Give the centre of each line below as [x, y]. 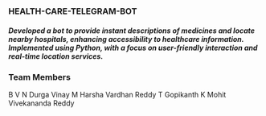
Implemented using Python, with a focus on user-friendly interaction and [133, 48]
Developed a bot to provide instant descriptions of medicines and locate [132, 31]
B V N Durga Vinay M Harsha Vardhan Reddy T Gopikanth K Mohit [117, 95]
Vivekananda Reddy [41, 103]
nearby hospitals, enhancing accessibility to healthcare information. [126, 39]
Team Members [39, 77]
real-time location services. [56, 56]
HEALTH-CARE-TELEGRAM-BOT [73, 11]
